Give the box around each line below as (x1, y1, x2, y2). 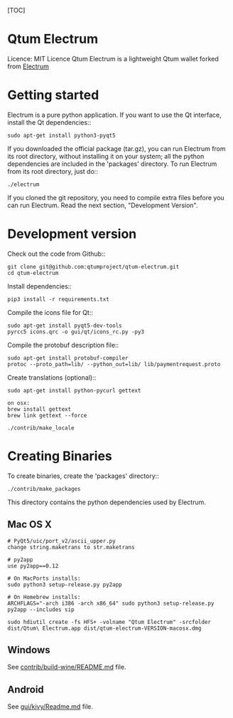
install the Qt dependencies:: (7, 118, 92, 127)
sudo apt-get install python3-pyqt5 (7, 132, 116, 139)
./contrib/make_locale (7, 424, 75, 432)
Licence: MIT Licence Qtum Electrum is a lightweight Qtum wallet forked (7, 54, 219, 63)
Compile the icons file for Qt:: (7, 308, 94, 316)
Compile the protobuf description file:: (7, 340, 119, 349)
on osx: (7, 399, 31, 407)
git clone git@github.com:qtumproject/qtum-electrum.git (7, 263, 180, 270)
